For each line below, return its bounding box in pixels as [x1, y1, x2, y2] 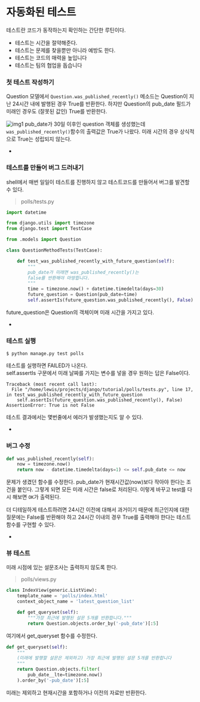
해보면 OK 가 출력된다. [12, 494, 61, 501]
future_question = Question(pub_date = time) [27, 292, 137, 298]
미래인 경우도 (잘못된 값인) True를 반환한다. [6, 108, 107, 115]
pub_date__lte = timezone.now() [27, 672, 103, 678]
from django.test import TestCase [6, 226, 93, 232]
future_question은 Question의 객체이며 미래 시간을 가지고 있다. [6, 308, 154, 316]
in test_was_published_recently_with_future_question [6, 392, 143, 398]
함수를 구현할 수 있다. [6, 521, 56, 528]
